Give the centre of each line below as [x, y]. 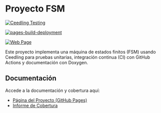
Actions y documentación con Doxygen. [47, 62]
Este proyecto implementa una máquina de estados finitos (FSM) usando [80, 52]
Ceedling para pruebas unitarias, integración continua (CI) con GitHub [78, 57]
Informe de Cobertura [35, 105]
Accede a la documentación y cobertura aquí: [53, 90]
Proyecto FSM [35, 9]
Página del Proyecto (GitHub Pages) [50, 100]
